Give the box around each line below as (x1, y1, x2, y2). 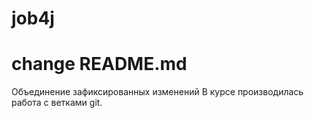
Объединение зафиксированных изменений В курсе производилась (11, 86, 304, 98)
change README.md (11, 53, 188, 76)
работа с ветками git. (11, 97, 103, 109)
